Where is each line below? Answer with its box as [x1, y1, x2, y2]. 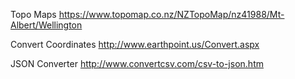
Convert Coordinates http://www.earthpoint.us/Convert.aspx [10, 39, 260, 50]
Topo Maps [10, 9, 57, 20]
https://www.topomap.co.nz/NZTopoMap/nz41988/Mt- [58, 9, 285, 20]
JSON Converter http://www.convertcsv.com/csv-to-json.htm [10, 58, 264, 69]
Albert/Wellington [10, 19, 83, 31]
